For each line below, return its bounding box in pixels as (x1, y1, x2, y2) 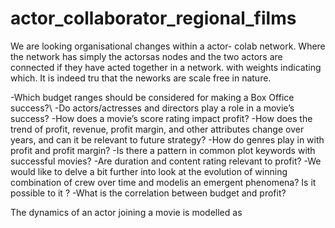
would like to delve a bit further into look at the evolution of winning (10, 165, 288, 177)
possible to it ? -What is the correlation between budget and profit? (10, 187, 287, 199)
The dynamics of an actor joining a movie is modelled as (10, 206, 243, 218)
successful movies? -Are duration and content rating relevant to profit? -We (10, 155, 322, 167)
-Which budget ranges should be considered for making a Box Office (10, 91, 295, 103)
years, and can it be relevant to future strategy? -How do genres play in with (10, 133, 325, 146)
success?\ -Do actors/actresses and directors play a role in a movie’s (10, 102, 295, 114)
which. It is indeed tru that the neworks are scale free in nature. (10, 72, 272, 84)
